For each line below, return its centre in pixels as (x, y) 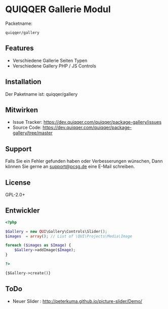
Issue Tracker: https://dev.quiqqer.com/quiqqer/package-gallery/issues (87, 122)
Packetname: (19, 23)
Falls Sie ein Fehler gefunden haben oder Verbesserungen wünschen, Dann (84, 161)
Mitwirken (22, 110)
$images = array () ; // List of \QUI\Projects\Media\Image (69, 236)
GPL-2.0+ (15, 195)
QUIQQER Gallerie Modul (58, 9)
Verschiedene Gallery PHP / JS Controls (54, 66)
